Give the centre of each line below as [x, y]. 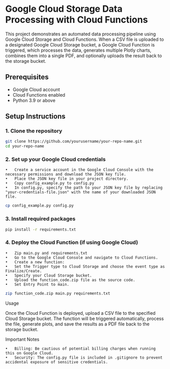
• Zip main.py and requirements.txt [46, 253]
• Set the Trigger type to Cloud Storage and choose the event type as [85, 266]
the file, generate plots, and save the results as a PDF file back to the [77, 324]
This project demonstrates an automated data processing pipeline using [81, 34]
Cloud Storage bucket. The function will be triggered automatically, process [84, 318]
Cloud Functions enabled [39, 95]
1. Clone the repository [34, 131]
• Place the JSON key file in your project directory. [67, 179]
